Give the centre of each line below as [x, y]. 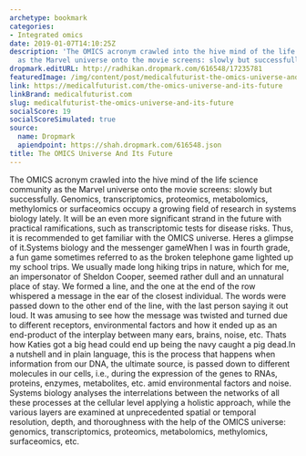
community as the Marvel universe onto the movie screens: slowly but [141, 189]
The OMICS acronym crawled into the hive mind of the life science [134, 180]
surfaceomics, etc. [45, 441]
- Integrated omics [46, 35]
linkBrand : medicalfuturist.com [71, 94]
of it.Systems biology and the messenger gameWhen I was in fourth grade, [150, 247]
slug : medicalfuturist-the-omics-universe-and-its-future [122, 103]
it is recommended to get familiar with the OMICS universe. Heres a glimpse [152, 237]
